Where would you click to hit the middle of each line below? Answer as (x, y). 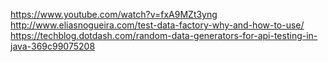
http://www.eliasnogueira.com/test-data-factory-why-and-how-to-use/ (157, 25)
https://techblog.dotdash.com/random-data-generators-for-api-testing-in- (164, 35)
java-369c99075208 (53, 46)
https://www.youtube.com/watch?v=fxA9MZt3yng (114, 14)
